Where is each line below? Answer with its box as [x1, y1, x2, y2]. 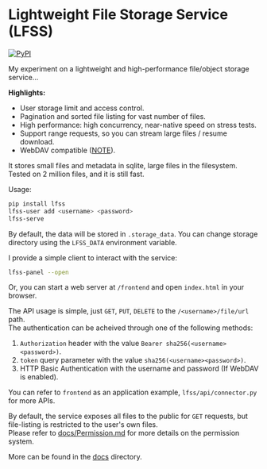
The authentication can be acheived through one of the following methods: [8, 323, 253, 333]
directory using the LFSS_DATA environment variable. [8, 237, 177, 247]
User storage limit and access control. [19, 103, 145, 113]
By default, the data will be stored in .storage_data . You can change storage [8, 229, 258, 239]
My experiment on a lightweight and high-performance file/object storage [8, 63, 250, 73]
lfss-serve [8, 214, 44, 223]
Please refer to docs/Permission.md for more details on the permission [8, 429, 240, 438]
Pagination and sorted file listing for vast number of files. [19, 111, 207, 121]
